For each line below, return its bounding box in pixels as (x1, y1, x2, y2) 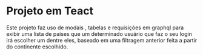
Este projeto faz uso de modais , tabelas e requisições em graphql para (6, 24, 184, 31)
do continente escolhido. (6, 43, 68, 50)
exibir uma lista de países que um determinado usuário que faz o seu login (6, 30, 192, 37)
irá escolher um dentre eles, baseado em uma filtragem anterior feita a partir (6, 36, 198, 44)
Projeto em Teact (6, 4, 94, 18)
